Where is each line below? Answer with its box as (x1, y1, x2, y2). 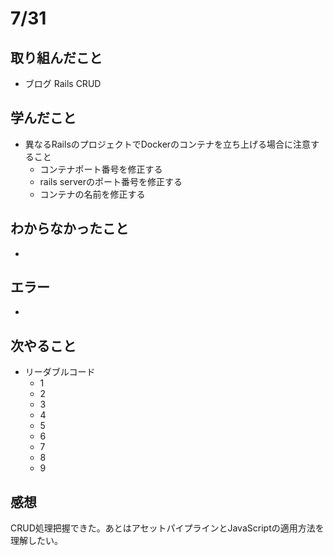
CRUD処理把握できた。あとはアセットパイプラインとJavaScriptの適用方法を (10, 522, 325, 534)
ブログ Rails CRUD (24, 78, 102, 89)
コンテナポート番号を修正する (39, 163, 163, 175)
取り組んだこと (10, 49, 103, 66)
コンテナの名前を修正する (39, 188, 146, 200)
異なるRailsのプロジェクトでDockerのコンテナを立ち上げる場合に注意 (24, 138, 312, 150)
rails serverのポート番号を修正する (39, 175, 183, 187)
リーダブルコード (24, 366, 96, 378)
